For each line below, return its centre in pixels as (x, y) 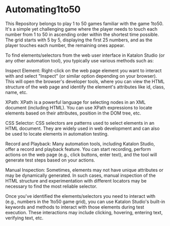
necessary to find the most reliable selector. (51, 186)
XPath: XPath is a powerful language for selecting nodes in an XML (76, 102)
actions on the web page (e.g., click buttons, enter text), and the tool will (81, 154)
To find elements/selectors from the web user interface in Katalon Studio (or (85, 55)
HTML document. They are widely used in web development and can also (82, 128)
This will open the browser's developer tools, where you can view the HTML (85, 81)
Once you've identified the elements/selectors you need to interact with (80, 196)
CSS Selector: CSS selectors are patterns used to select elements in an (80, 123)
